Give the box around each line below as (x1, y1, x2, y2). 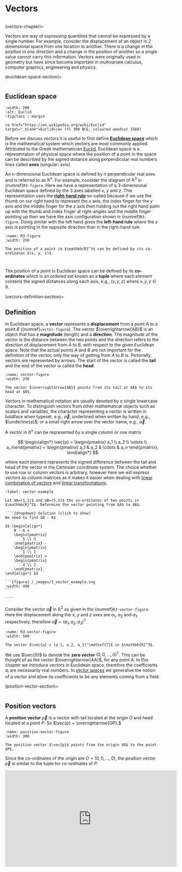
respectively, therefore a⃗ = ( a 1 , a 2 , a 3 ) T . (5, 618, 88, 626)
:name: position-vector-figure (5, 730, 69, 735)
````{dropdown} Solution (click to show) (5, 511, 91, 516)
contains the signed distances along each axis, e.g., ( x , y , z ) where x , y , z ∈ (5, 278, 156, 285)
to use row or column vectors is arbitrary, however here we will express (5, 469, 150, 475)
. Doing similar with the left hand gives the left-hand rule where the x (18, 219, 158, 225)
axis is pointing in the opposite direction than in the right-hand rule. (5, 224, 141, 230)
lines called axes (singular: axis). (5, 161, 72, 167)
